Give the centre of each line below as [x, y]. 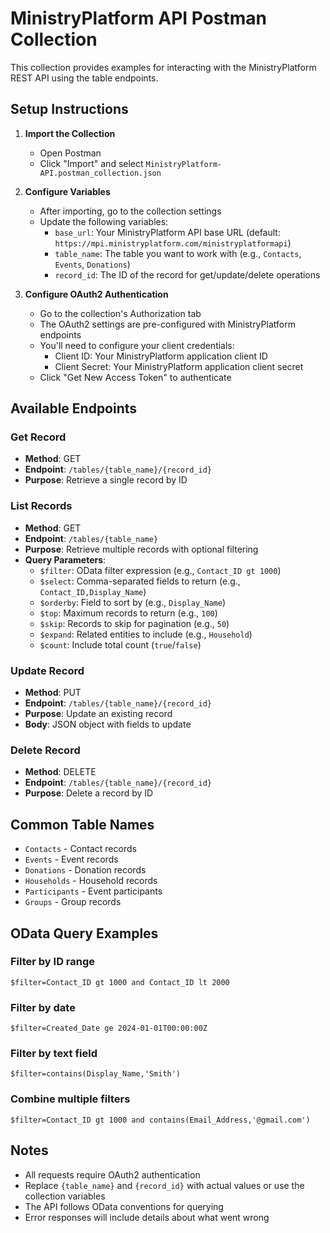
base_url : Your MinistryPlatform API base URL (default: [167, 232]
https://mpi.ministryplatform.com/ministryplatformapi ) [173, 243]
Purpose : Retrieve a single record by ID [106, 480]
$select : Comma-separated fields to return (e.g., [140, 581]
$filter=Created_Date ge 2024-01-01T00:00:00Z [109, 1028]
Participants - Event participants [93, 891]
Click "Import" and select [91, 163]
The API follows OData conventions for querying [124, 1206]
